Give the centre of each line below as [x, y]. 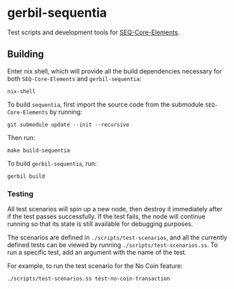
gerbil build [26, 176]
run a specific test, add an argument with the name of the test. [97, 253]
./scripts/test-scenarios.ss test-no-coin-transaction [89, 279]
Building [25, 54]
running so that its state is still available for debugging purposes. [100, 224]
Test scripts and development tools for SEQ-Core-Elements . [94, 32]
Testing [20, 194]
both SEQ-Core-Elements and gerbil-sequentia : [74, 78]
